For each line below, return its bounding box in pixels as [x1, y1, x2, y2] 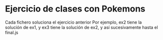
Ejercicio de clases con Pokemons [5, 3, 145, 14]
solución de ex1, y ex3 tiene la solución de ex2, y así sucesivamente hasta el [5, 24, 158, 30]
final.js [5, 29, 18, 35]
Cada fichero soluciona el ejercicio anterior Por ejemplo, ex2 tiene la [5, 19, 142, 25]
